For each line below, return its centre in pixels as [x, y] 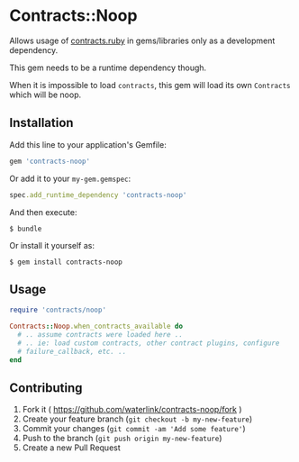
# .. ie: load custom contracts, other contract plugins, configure [149, 343]
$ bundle [26, 229]
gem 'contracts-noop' [50, 161]
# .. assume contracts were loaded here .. [100, 335]
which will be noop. [45, 95]
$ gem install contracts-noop [66, 262]
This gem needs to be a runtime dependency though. [108, 68]
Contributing [46, 388]
